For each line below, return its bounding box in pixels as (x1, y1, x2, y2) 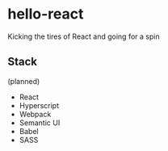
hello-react (7, 5, 84, 23)
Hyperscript (19, 100, 60, 110)
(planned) (7, 76, 40, 86)
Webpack (19, 109, 52, 119)
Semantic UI (19, 118, 61, 128)
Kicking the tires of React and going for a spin (7, 31, 160, 41)
